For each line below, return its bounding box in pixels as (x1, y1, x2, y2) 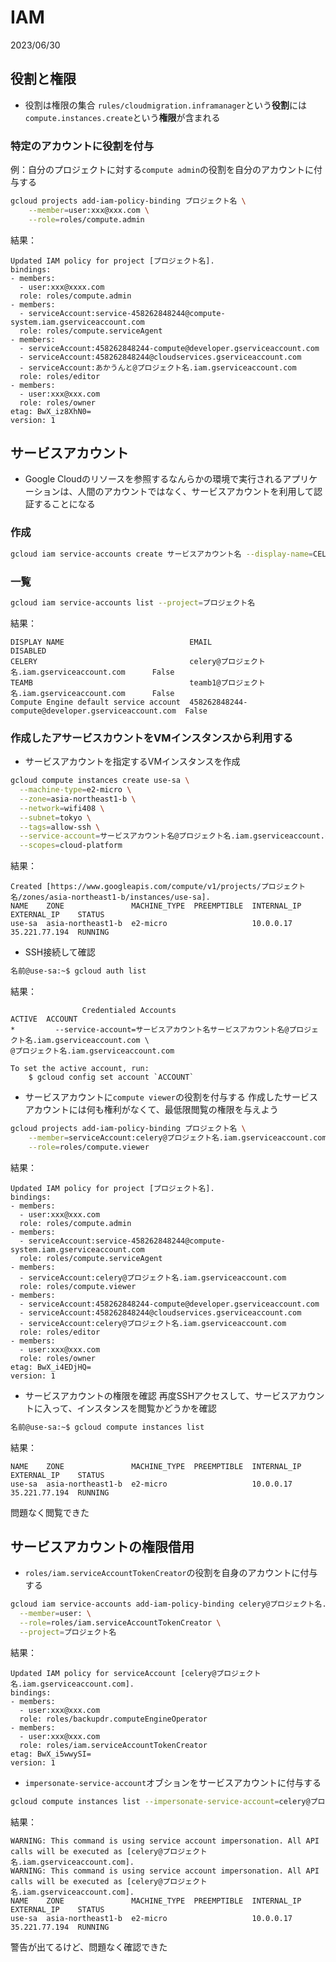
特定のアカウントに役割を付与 (10, 139, 155, 153)
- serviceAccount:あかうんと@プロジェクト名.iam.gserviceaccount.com (19, 362, 297, 373)
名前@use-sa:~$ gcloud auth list (10, 966, 147, 976)
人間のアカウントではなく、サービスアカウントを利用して (77, 486, 315, 498)
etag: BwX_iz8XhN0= (10, 406, 92, 416)
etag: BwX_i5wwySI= (10, 1749, 92, 1759)
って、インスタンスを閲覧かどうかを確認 (51, 1402, 217, 1414)
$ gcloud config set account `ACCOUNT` (28, 1072, 195, 1082)
